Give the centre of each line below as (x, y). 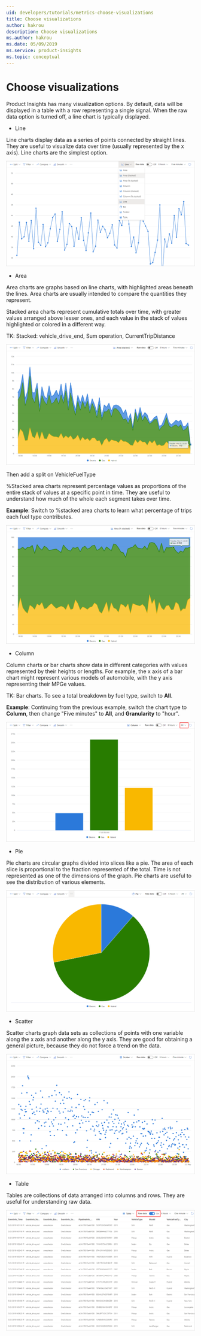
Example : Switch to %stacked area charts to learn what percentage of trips (99, 510)
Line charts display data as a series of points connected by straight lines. (96, 140)
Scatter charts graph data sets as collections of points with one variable (95, 1032)
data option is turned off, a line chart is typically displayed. (78, 116)
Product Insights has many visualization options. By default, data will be (95, 104)
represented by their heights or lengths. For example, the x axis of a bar (95, 671)
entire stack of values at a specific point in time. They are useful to (88, 492)
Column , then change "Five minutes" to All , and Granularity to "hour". (93, 714)
